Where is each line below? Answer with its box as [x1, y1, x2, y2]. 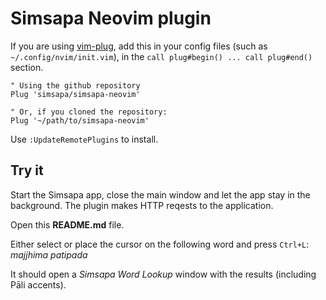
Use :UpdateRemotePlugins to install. [10, 133, 159, 145]
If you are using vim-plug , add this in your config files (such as [10, 40, 268, 52]
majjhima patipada [10, 248, 88, 261]
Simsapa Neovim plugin [10, 7, 212, 30]
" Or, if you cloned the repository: [10, 107, 168, 117]
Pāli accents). [10, 278, 67, 291]
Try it [10, 162, 44, 179]
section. [10, 61, 44, 73]
